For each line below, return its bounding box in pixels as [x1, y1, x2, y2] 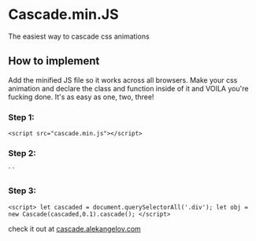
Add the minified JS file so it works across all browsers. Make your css [8, 75, 238, 84]
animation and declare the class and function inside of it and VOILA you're [8, 83, 249, 93]
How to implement [8, 54, 100, 68]
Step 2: [8, 147, 37, 158]
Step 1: [8, 112, 35, 123]
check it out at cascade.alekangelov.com [8, 224, 142, 233]
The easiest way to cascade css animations [8, 32, 150, 41]
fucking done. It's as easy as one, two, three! [8, 92, 154, 102]
